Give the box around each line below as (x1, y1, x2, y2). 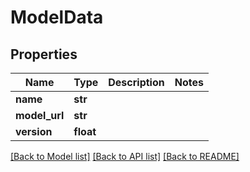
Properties (10, 46, 78, 63)
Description (108, 76, 165, 89)
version (15, 125, 53, 138)
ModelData (10, 6, 104, 29)
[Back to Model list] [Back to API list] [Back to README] (10, 151, 240, 162)
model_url (15, 109, 65, 122)
